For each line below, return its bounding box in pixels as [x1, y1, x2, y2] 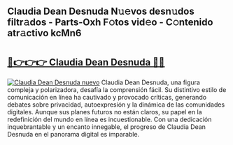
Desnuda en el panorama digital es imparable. [7, 130, 140, 138]
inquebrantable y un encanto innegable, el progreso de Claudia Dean [7, 123, 206, 131]
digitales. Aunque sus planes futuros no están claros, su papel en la [7, 108, 202, 116]
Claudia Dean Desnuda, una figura [101, 78, 201, 86]
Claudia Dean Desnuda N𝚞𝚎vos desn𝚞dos [7, 6, 195, 17]
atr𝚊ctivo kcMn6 [7, 27, 82, 39]
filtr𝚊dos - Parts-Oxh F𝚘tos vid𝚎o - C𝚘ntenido [7, 17, 213, 29]
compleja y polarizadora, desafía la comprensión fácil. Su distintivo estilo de [7, 86, 227, 93]
